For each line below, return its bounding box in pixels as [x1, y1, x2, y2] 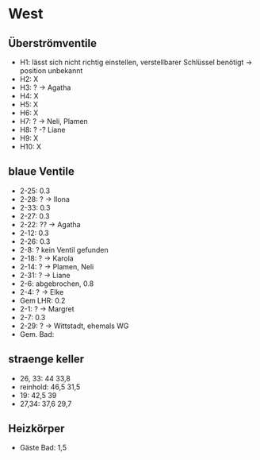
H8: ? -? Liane [19, 125, 66, 134]
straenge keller [8, 353, 85, 366]
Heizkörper [8, 422, 65, 435]
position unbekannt [19, 66, 83, 75]
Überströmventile [8, 37, 97, 50]
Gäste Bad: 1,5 [19, 443, 67, 453]
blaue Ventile [8, 164, 75, 179]
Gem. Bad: [19, 329, 55, 338]
